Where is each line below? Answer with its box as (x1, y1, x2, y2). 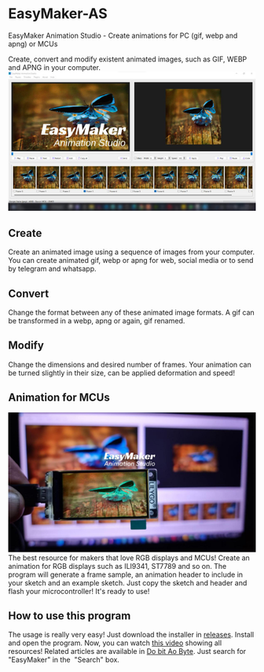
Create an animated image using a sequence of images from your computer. (8, 247, 255, 257)
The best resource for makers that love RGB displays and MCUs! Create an (8, 552, 250, 563)
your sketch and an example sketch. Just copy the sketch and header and (8, 578, 247, 587)
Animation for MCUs (8, 391, 110, 404)
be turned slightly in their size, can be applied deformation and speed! (8, 367, 236, 378)
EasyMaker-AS (8, 5, 108, 23)
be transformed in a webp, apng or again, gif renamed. (8, 316, 185, 326)
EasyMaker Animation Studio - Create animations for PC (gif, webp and (8, 31, 238, 40)
